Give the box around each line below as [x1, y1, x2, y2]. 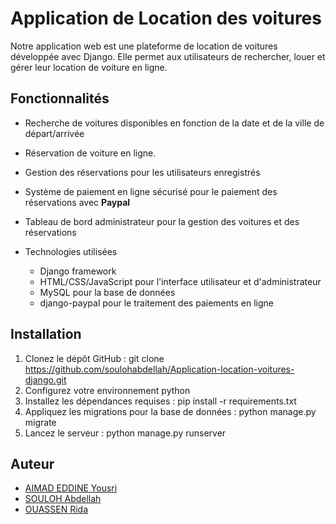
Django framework [39, 265, 117, 277]
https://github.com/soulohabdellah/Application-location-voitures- [24, 363, 295, 375]
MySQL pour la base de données [39, 286, 176, 298]
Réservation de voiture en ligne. [24, 147, 157, 159]
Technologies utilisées [24, 245, 118, 257]
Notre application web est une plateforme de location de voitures [10, 40, 278, 52]
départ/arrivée [24, 127, 85, 139]
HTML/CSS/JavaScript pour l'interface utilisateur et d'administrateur [39, 275, 322, 287]
